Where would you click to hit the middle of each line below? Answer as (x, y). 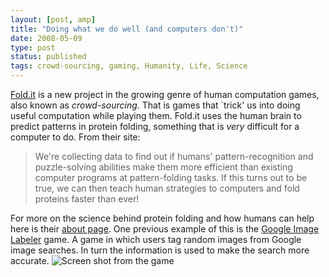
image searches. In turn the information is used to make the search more (160, 250)
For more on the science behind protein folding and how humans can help (162, 218)
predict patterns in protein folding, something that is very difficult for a (155, 126)
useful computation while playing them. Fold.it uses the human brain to (156, 115)
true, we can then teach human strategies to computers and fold (167, 188)
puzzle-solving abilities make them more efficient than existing (163, 167)
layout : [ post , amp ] (53, 19)
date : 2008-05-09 (46, 38)
